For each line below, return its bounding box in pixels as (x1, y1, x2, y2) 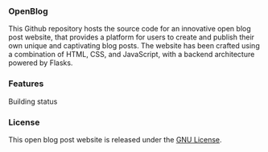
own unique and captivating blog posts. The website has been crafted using (8, 41, 260, 51)
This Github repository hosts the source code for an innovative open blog (8, 24, 251, 34)
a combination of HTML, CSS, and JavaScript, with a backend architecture (8, 50, 255, 60)
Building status (8, 97, 58, 106)
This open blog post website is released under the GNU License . (8, 134, 223, 144)
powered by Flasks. (8, 58, 73, 68)
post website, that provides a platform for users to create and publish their (8, 32, 255, 42)
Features (8, 78, 44, 89)
